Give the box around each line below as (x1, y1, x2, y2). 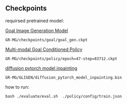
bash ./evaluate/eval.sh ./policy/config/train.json (5, 94, 122, 99)
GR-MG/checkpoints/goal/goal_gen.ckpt (5, 37, 88, 42)
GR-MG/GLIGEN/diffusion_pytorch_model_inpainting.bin (5, 75, 122, 80)
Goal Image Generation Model (5, 28, 68, 34)
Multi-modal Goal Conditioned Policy (5, 46, 83, 53)
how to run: (5, 84, 30, 90)
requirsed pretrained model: (5, 17, 64, 23)
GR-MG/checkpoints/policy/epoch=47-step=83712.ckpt (5, 56, 117, 61)
